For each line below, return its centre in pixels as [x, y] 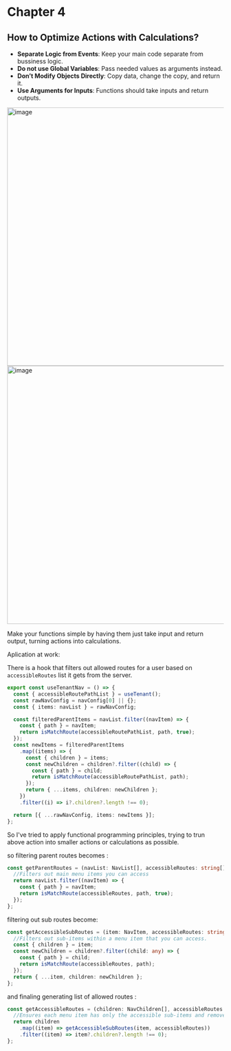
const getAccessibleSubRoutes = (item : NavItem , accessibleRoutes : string [117, 932]
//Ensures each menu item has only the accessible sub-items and [109, 1016]
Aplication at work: [34, 654]
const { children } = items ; [67, 758]
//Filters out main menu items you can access [81, 874]
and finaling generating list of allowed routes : [72, 997]
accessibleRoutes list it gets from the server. [70, 675]
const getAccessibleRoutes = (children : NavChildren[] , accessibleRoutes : [117, 1009]
